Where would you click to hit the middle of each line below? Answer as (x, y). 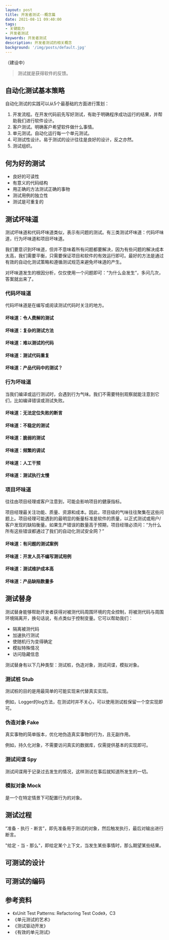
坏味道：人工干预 (23, 463)
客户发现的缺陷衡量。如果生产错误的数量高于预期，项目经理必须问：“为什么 (83, 525)
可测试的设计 (25, 863)
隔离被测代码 (26, 629)
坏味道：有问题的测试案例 (32, 544)
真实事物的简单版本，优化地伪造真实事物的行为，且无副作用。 (69, 735)
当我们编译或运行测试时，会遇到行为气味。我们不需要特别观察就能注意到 (80, 394)
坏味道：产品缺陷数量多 (29, 581)
